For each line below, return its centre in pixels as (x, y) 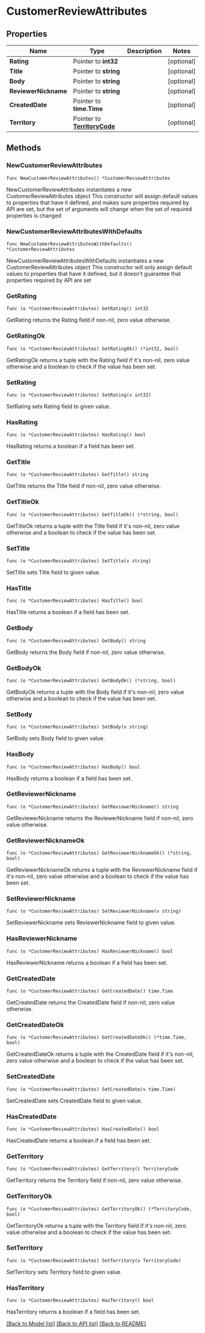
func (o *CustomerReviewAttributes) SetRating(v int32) (79, 395)
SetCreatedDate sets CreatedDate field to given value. (74, 1101)
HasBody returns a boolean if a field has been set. (69, 778)
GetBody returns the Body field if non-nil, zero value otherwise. (86, 652)
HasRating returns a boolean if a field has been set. (71, 446)
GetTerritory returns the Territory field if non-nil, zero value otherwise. (95, 1180)
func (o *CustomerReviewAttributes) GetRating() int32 (77, 309)
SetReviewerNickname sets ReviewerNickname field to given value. (91, 923)
